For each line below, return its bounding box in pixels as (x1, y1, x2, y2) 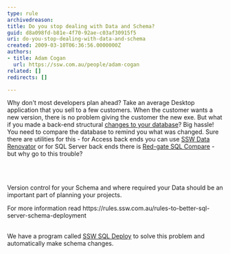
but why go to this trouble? (7, 150, 83, 158)
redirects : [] (7, 73, 48, 81)
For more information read (7, 204, 81, 213)
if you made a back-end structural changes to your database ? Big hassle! (7, 121, 214, 129)
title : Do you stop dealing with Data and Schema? (7, 23, 155, 30)
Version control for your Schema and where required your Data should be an (7, 183, 223, 192)
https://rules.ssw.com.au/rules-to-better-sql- (82, 204, 210, 213)
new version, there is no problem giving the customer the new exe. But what (7, 113, 222, 122)
